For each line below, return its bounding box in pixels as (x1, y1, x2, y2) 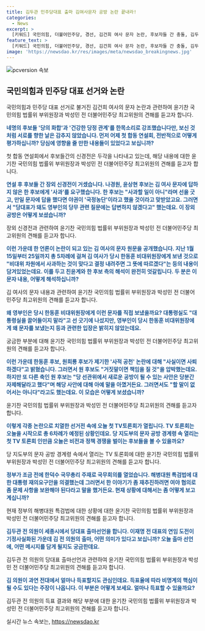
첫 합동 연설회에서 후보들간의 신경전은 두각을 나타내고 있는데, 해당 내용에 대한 (6, 152, 190, 160)
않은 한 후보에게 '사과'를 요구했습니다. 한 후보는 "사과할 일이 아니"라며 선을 (12, 188, 189, 196)
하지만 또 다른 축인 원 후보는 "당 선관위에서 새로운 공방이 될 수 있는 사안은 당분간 (6, 373, 195, 380)
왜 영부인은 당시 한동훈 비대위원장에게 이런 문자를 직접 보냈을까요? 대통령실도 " (6, 309, 192, 316)
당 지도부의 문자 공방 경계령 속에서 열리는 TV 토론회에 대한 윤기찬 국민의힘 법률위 (6, 450, 199, 457)
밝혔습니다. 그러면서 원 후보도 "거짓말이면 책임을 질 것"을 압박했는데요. (30, 365, 197, 373)
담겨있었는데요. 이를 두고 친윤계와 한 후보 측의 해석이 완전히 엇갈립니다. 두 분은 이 (6, 267, 197, 275)
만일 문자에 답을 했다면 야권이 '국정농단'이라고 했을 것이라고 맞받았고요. (14, 196, 182, 203)
